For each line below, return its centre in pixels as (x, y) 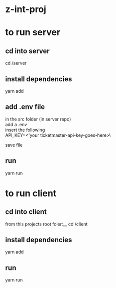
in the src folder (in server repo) (38, 119)
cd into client (26, 212)
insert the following (25, 130)
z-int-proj (26, 9)
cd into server (28, 51)
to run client (31, 193)
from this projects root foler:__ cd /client (46, 224)
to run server (33, 33)
